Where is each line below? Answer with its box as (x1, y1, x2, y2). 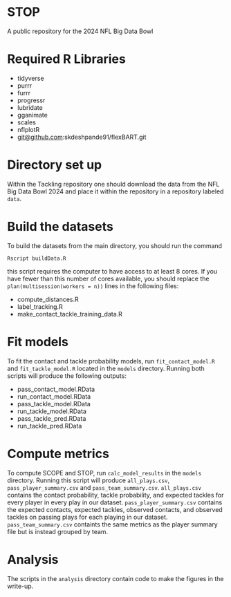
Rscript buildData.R (7, 255, 67, 262)
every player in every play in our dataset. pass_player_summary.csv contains (7, 498, 223, 506)
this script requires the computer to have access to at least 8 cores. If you (7, 267, 218, 275)
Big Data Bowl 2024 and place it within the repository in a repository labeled (7, 187, 224, 196)
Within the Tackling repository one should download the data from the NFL (7, 180, 220, 188)
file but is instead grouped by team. (7, 527, 109, 536)
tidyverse (17, 74, 44, 82)
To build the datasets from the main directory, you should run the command (7, 241, 223, 249)
